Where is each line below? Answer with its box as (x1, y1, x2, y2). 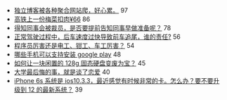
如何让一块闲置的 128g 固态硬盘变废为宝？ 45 (13, 59, 146, 67)
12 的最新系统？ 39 (27, 85, 83, 94)
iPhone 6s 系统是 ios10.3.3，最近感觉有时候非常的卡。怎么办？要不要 (13, 77, 214, 85)
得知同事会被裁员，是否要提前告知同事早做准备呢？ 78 (13, 24, 171, 32)
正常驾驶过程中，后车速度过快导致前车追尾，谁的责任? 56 (13, 32, 181, 41)
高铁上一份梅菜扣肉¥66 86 (13, 15, 91, 23)
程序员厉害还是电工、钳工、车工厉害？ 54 (13, 42, 135, 49)
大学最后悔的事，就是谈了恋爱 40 (13, 68, 110, 76)
